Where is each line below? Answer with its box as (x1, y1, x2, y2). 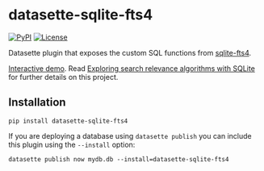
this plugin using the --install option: (8, 140, 136, 149)
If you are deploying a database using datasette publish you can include (8, 131, 252, 140)
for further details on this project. (8, 72, 119, 81)
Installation (8, 95, 66, 110)
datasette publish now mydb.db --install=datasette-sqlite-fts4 (8, 155, 229, 163)
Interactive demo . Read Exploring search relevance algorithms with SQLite (8, 63, 256, 73)
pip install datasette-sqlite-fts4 (8, 117, 128, 125)
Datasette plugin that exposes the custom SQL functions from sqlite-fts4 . (8, 48, 252, 57)
